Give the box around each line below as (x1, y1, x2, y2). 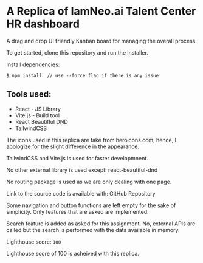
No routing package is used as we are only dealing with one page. (6, 178, 172, 185)
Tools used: (6, 89, 52, 100)
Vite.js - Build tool (15, 111, 60, 119)
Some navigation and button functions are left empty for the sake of (6, 202, 176, 209)
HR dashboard (6, 17, 80, 31)
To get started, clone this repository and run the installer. (6, 49, 149, 56)
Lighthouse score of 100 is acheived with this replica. (6, 250, 140, 257)
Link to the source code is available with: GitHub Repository (6, 190, 156, 197)
